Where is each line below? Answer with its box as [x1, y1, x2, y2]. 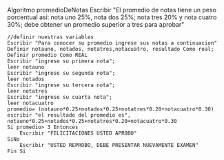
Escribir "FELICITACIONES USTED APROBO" [19, 130, 137, 137]
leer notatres [7, 88, 48, 95]
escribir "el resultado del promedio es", [7, 112, 131, 119]
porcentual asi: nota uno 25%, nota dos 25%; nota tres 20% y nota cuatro [7, 13, 217, 21]
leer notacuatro [7, 100, 54, 106]
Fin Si [7, 148, 26, 155]
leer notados [7, 76, 45, 82]
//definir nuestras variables [7, 34, 94, 41]
